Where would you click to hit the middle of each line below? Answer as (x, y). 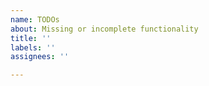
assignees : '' (40, 57)
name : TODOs (35, 19)
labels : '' (33, 47)
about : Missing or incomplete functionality (104, 29)
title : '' (31, 38)
